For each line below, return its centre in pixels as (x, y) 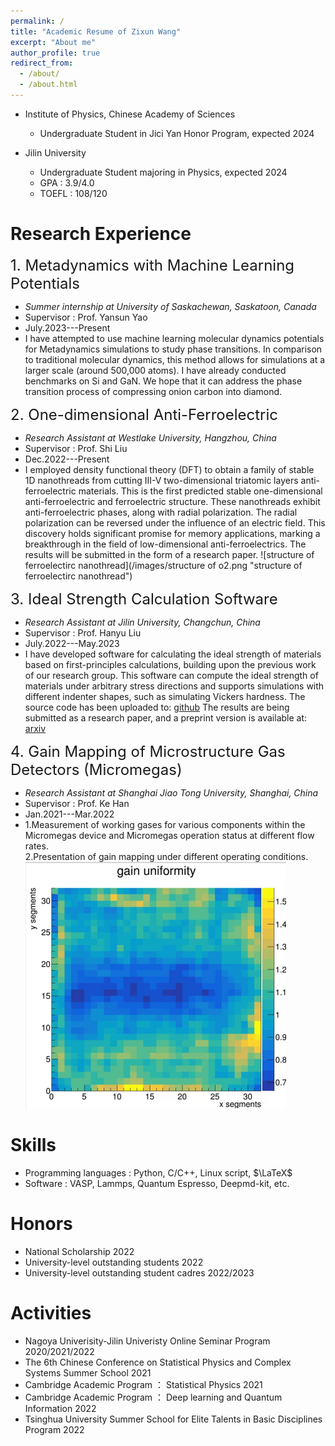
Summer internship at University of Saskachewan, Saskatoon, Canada (170, 306)
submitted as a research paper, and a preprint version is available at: (166, 717)
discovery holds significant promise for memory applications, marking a (172, 533)
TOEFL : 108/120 (73, 193)
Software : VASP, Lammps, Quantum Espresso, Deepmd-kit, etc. (157, 1183)
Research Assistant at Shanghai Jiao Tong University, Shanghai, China (171, 792)
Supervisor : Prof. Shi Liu (76, 448)
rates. (36, 846)
